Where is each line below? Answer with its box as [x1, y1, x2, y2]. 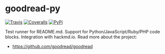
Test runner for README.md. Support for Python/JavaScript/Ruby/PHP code [5, 28, 161, 34]
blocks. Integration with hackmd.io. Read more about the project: [5, 34, 137, 40]
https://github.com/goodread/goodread [12, 43, 93, 49]
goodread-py [5, 3, 61, 14]
